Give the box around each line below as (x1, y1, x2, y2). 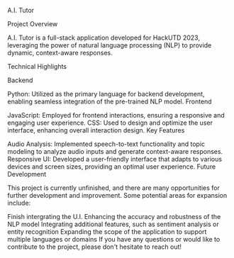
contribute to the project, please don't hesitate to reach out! (7, 242, 182, 251)
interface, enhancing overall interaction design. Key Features (7, 126, 185, 134)
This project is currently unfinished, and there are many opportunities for (7, 184, 220, 192)
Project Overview (7, 20, 58, 28)
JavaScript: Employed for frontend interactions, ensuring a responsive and (7, 111, 225, 119)
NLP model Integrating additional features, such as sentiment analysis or (7, 220, 219, 228)
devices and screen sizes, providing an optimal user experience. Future (7, 162, 216, 171)
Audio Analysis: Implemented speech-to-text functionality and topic (7, 140, 206, 148)
